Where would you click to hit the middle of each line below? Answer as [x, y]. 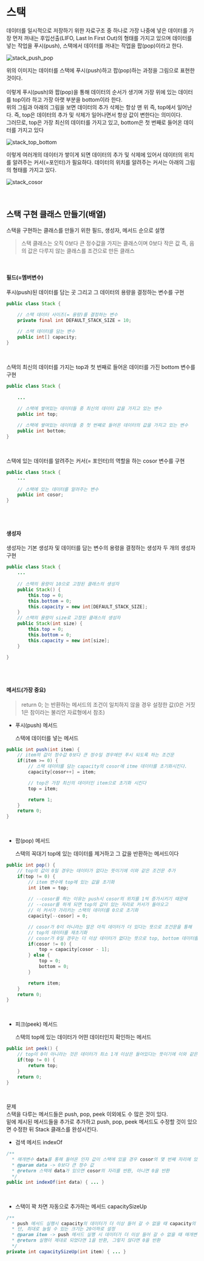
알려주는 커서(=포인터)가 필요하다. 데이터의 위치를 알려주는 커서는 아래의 [98, 162]
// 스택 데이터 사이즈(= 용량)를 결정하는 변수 [68, 314]
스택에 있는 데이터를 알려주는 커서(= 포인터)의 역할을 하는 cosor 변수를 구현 [96, 461]
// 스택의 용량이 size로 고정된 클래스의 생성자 [69, 618]
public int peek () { [32, 1049]
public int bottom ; [42, 431]
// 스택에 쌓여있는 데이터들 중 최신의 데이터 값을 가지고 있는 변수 [90, 408]
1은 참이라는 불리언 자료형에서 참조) [63, 712]
